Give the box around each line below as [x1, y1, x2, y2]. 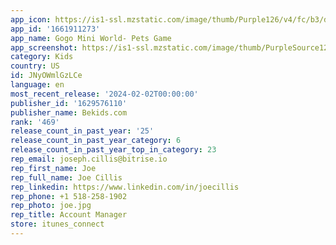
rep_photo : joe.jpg [10, 201, 92, 211]
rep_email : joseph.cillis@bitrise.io [10, 154, 168, 164]
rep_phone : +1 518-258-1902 [10, 191, 128, 201]
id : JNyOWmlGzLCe [10, 71, 83, 81]
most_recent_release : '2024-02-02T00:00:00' [10, 89, 199, 99]
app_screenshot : [10, 42, 78, 53]
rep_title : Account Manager [10, 210, 128, 220]
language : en [10, 80, 65, 90]
